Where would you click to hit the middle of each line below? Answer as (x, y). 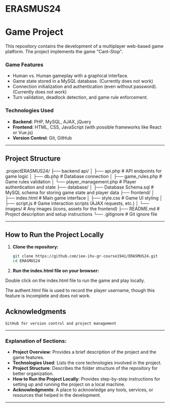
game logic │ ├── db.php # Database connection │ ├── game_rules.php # (84, 176)
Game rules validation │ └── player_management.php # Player (71, 181)
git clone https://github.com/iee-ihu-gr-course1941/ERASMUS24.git (85, 256)
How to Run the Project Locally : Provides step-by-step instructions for (86, 379)
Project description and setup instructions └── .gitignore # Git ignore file (81, 214)
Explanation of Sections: (36, 341)
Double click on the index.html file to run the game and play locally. (75, 280)
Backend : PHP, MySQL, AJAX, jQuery (52, 121)
